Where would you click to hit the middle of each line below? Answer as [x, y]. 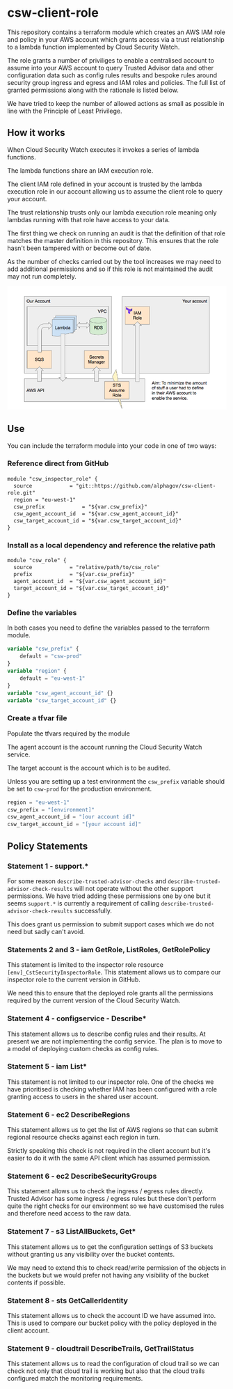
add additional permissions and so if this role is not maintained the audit [110, 269]
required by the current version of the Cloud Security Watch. [94, 1000]
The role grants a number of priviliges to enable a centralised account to [111, 60]
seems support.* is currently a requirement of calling [83, 903]
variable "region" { [37, 671]
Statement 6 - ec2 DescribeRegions [69, 1115]
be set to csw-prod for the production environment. [80, 789]
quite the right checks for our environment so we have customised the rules [116, 1206]
